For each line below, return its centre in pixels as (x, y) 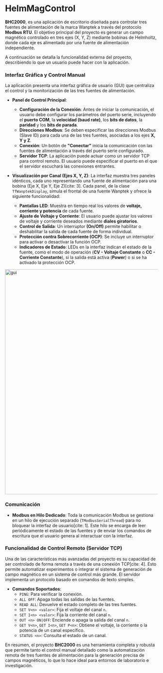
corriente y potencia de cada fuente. (57, 211)
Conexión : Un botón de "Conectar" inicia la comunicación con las (86, 146)
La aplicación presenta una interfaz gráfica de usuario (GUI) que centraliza (80, 86)
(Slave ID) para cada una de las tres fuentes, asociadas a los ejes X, (87, 135)
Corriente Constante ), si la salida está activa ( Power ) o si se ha (83, 258)
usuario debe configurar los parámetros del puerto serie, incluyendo (88, 115)
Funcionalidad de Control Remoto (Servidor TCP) (64, 548)
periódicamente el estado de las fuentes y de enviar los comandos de (82, 531)
